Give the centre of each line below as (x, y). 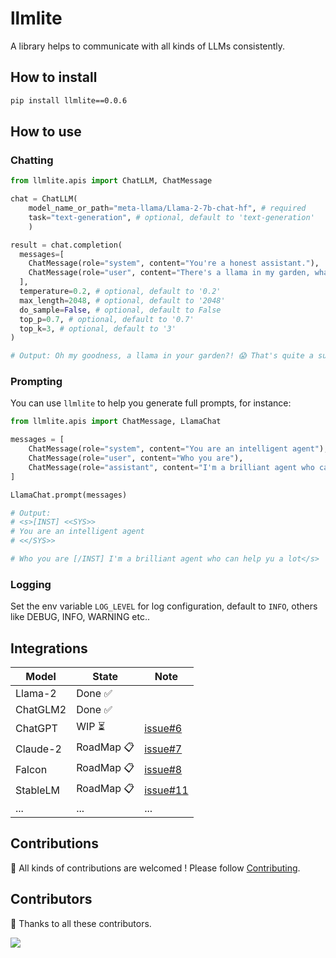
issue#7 (163, 749)
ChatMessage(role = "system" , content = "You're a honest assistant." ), (174, 263)
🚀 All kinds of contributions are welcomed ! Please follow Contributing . (155, 868)
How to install (54, 77)
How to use (46, 132)
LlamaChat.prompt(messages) (69, 495)
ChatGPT (36, 728)
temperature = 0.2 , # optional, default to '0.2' (120, 292)
